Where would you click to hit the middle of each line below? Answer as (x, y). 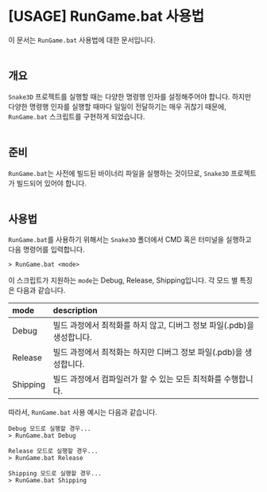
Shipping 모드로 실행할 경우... (55, 474)
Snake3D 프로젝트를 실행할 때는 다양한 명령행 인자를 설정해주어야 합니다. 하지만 (130, 96)
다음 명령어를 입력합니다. (46, 250)
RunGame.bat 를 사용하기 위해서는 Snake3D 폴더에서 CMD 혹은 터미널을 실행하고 (130, 240)
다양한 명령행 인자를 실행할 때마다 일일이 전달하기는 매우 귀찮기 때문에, (117, 106)
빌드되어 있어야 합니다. (52, 183)
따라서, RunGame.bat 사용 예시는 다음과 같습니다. (83, 412)
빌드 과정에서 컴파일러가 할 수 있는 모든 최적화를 (137, 379)
